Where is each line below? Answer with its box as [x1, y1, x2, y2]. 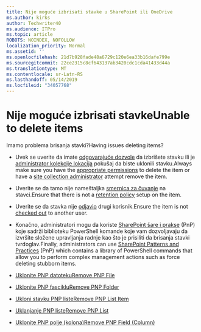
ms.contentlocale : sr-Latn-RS [6, 71, 83, 77]
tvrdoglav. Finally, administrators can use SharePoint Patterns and [15, 240, 180, 247]
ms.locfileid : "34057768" [6, 83, 72, 89]
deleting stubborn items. [15, 260, 77, 267]
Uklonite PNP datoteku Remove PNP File [15, 271, 115, 278]
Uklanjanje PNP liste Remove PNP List [15, 306, 109, 314]
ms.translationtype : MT [6, 65, 67, 72]
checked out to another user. [15, 209, 88, 216]
